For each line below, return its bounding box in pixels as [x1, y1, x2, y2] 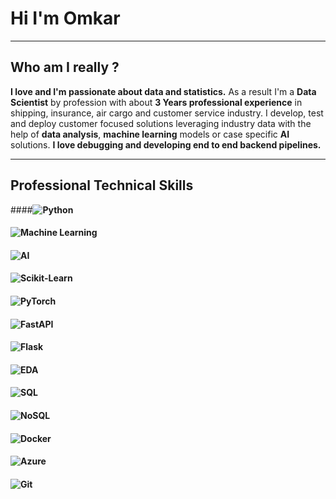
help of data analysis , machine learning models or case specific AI [10, 128, 290, 140]
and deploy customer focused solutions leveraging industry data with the [10, 117, 312, 129]
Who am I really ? [10, 59, 120, 76]
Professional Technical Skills [10, 177, 194, 194]
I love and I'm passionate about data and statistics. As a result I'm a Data [10, 85, 317, 97]
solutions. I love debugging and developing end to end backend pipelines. [10, 138, 322, 151]
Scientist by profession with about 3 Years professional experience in [10, 96, 303, 108]
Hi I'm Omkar [10, 7, 121, 30]
